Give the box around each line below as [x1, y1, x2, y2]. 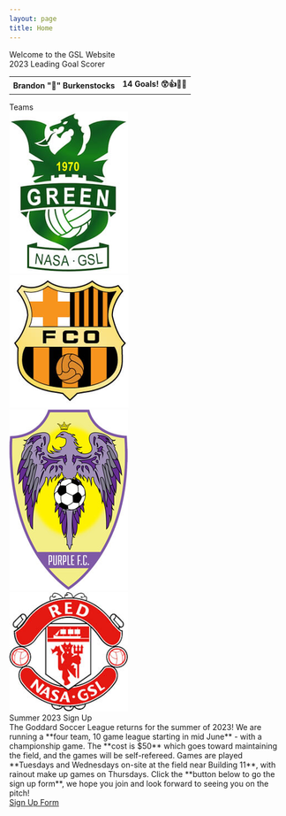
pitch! [9, 788, 30, 798]
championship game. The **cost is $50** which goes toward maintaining [9, 740, 278, 751]
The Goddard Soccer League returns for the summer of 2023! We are [9, 721, 262, 732]
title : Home [9, 23, 53, 33]
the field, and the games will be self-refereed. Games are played [9, 750, 243, 760]
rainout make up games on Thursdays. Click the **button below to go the [9, 768, 275, 779]
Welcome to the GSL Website [9, 49, 116, 59]
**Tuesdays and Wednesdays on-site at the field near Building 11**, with [9, 759, 276, 770]
